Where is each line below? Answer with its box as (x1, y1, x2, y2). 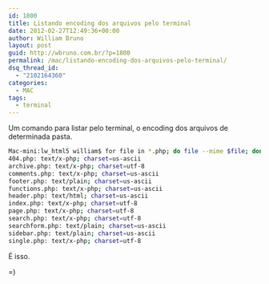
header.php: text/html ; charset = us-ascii (8, 192, 149, 201)
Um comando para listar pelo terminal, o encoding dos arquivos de (8, 124, 228, 133)
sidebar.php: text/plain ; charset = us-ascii (8, 229, 156, 237)
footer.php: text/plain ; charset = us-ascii (8, 177, 152, 185)
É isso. (8, 251, 30, 261)
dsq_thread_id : (8, 64, 59, 72)
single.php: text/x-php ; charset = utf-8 (8, 237, 142, 245)
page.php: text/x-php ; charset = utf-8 (8, 207, 134, 215)
